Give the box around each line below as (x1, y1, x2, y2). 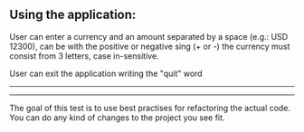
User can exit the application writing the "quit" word (9, 68, 203, 79)
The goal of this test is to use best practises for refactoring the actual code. (9, 102, 291, 113)
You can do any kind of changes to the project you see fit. (9, 112, 225, 123)
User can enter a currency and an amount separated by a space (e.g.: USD (9, 31, 289, 42)
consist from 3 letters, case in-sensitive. (9, 50, 160, 61)
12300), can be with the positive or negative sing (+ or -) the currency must (9, 41, 290, 52)
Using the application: (9, 7, 137, 23)
